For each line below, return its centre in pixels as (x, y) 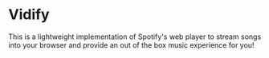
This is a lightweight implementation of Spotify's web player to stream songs (135, 37)
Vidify (29, 15)
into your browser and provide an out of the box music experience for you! (131, 44)
